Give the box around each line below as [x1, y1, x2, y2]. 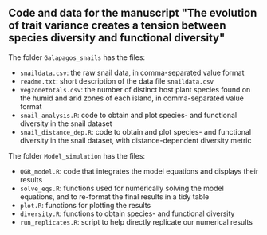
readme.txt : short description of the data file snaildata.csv [19, 76, 214, 86]
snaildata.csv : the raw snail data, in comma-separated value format [19, 68, 245, 77]
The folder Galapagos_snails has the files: [8, 52, 146, 62]
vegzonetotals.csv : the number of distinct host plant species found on [19, 84, 251, 94]
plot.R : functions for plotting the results [19, 200, 151, 210]
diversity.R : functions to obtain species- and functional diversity [19, 209, 235, 218]
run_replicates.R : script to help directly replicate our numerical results [19, 217, 253, 226]
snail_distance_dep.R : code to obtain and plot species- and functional [19, 127, 252, 136]
